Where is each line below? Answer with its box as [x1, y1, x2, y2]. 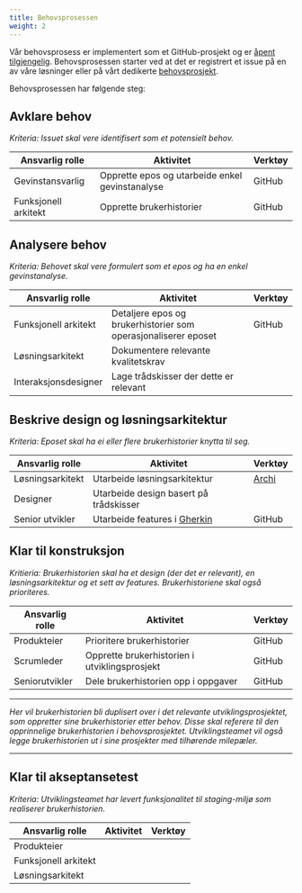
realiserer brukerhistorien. [9, 803, 106, 814]
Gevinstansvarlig [13, 175, 85, 187]
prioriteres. [9, 586, 50, 597]
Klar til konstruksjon [9, 544, 125, 559]
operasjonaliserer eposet [111, 329, 218, 342]
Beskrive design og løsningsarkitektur [9, 411, 227, 428]
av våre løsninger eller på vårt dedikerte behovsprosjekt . [9, 65, 218, 77]
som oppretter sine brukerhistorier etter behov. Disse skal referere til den [9, 716, 280, 726]
